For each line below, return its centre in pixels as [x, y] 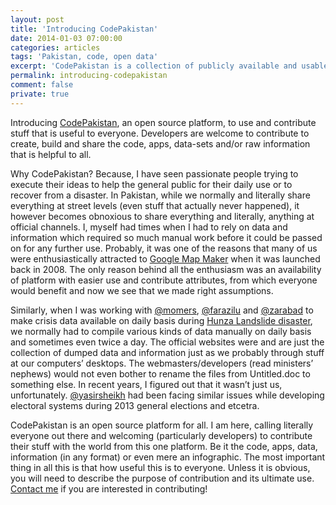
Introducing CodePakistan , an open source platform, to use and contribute [163, 122]
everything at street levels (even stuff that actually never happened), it [155, 205]
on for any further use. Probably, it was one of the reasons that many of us [164, 248]
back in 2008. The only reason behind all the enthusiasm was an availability [166, 269]
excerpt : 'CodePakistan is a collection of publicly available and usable [169, 66]
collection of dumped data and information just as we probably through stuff [167, 352]
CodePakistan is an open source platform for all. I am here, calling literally [162, 425]
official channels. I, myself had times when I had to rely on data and [149, 227]
